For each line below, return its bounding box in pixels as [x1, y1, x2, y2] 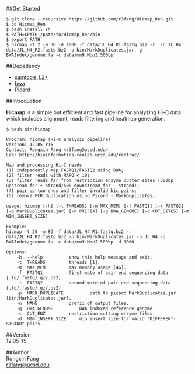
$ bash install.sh [6, 26, 51, 32]
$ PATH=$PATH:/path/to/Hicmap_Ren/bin [6, 32, 100, 37]
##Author [6, 349, 29, 356]
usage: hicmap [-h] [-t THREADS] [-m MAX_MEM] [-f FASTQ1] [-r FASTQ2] [6, 203, 184, 209]
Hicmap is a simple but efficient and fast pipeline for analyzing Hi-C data [6, 109, 182, 116]
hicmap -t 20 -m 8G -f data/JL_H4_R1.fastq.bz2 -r [6, 229, 132, 235]
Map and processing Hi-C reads [6, 162, 82, 168]
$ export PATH [6, 37, 41, 43]
